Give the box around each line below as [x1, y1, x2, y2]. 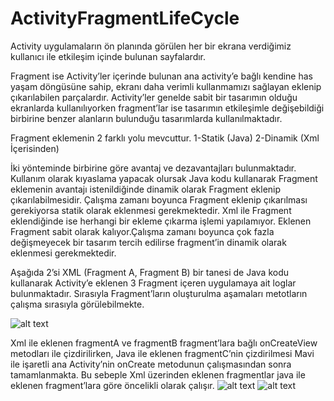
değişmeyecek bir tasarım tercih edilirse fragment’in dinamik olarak [10, 236, 287, 248]
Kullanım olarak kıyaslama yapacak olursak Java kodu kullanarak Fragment [10, 172, 318, 184]
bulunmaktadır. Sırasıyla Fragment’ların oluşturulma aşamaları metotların [10, 287, 308, 299]
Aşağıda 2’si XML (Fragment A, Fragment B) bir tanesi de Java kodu [10, 266, 290, 278]
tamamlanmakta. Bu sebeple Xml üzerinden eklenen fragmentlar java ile [10, 368, 306, 381]
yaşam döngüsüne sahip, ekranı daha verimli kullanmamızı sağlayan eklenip [10, 80, 322, 92]
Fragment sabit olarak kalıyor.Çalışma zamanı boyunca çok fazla [10, 225, 275, 237]
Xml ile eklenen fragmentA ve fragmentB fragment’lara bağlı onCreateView [10, 337, 318, 349]
